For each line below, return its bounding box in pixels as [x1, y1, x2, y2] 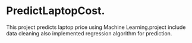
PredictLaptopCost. [6, 4, 105, 18]
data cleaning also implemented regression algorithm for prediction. [6, 29, 172, 37]
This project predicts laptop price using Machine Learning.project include [6, 24, 186, 31]
